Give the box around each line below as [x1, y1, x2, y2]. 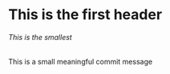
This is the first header [8, 6, 163, 24]
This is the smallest [8, 32, 72, 41]
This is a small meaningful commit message [8, 57, 153, 67]
